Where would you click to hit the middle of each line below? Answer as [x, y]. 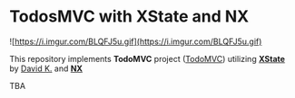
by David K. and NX [46, 68]
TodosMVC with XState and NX [129, 17]
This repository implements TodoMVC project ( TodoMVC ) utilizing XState [147, 58]
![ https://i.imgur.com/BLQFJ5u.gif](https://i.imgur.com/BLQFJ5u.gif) [136, 41]
